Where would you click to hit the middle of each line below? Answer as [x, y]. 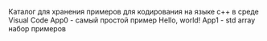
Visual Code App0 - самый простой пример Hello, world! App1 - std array [132, 20]
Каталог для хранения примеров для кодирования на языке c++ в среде [133, 12]
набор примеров [37, 29]
